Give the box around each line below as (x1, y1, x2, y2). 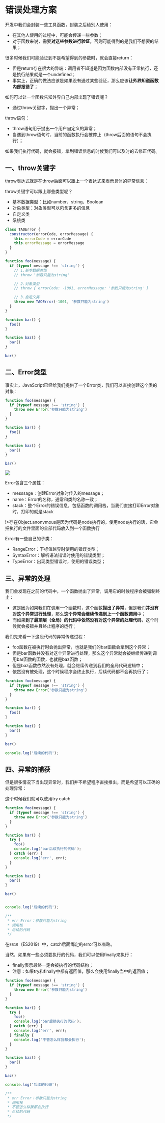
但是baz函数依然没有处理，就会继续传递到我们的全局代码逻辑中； (12, 663, 145, 668)
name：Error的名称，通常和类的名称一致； (12, 497, 98, 503)
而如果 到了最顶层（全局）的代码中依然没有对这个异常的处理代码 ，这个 (12, 617, 155, 623)
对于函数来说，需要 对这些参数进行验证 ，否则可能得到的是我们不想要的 (12, 38, 155, 44)
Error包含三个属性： (5, 480, 46, 486)
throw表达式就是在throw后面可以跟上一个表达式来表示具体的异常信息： (5, 178, 149, 184)
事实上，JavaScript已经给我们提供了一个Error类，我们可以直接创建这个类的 (5, 382, 157, 388)
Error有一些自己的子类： (5, 536, 54, 542)
